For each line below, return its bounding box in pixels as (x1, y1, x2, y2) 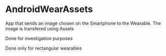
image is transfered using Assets (5, 25, 74, 31)
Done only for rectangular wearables (5, 45, 82, 51)
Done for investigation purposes (5, 35, 73, 41)
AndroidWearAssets (5, 4, 93, 15)
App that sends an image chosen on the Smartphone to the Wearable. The (5, 20, 161, 26)
